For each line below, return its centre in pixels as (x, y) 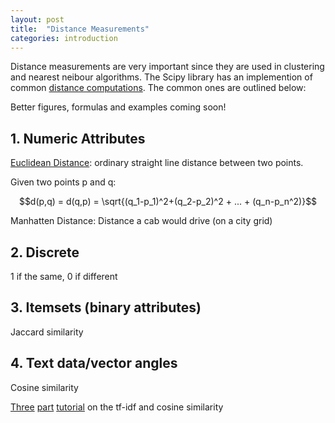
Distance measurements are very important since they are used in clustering (167, 67)
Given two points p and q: (63, 182)
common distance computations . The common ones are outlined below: (158, 88)
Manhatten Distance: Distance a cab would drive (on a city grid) (141, 221)
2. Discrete (45, 252)
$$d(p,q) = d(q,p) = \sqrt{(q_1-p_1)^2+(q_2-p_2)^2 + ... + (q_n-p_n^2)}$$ (168, 202)
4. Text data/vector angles (94, 363)
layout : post (37, 19)
